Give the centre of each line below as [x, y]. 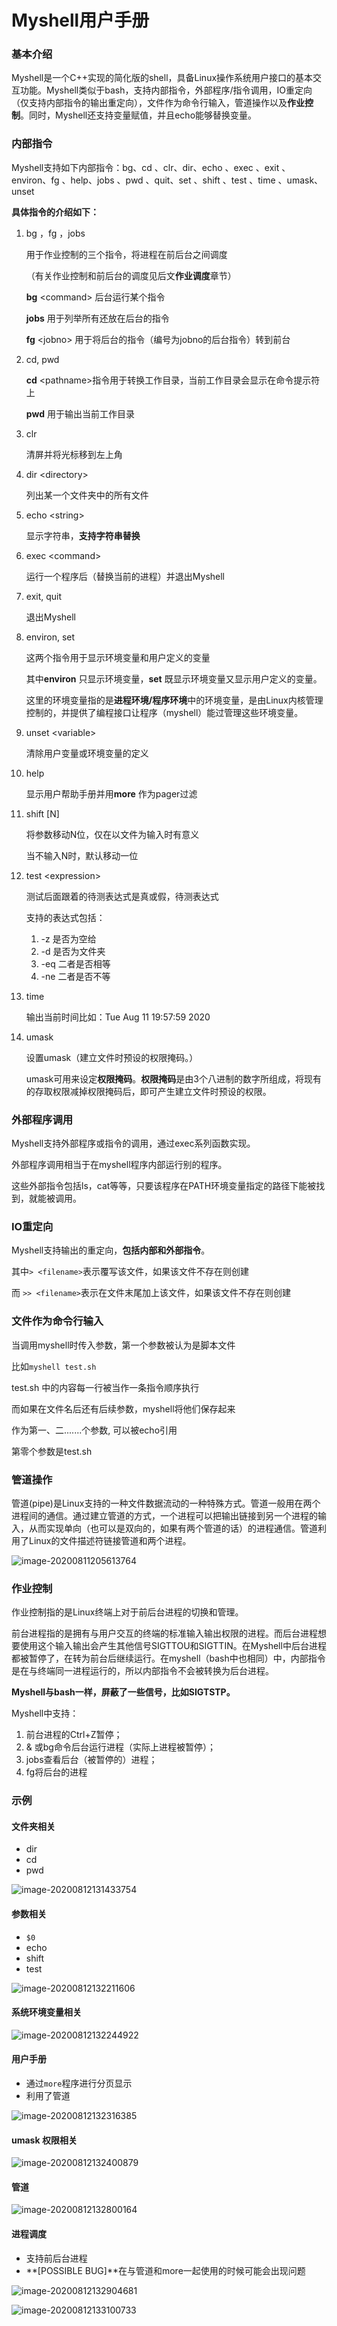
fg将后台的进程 [56, 1772]
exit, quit [44, 596]
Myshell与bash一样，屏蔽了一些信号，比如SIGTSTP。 [123, 1692]
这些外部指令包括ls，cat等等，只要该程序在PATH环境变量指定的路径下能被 [164, 1186]
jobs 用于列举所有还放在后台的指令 [97, 318]
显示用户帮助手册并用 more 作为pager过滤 [111, 793]
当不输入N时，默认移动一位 [82, 855]
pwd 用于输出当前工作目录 [80, 413]
